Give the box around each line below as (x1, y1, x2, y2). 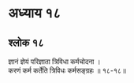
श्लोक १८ (8, 36, 45, 49)
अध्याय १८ (8, 4, 61, 22)
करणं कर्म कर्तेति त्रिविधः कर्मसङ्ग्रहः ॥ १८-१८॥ (8, 66, 127, 75)
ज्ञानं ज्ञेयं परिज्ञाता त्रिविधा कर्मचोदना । (8, 57, 101, 66)
